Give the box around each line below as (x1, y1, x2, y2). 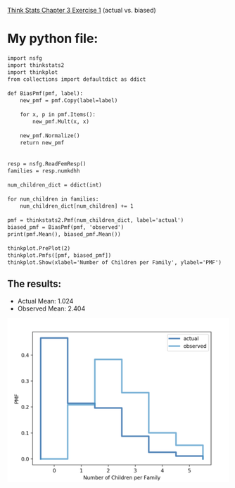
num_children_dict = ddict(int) (7, 181, 102, 189)
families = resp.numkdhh (7, 167, 80, 175)
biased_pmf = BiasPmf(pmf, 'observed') (7, 223, 125, 231)
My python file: (7, 31, 99, 46)
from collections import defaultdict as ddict (7, 75, 146, 83)
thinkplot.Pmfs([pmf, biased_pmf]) (7, 251, 112, 259)
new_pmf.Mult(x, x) (32, 118, 90, 125)
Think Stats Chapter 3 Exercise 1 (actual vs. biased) (7, 6, 156, 14)
